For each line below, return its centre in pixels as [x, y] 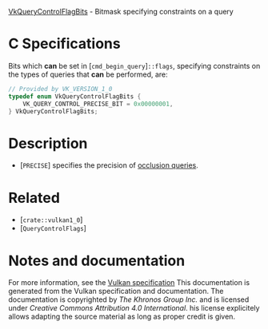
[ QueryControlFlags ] [53, 228]
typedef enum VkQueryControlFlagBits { [75, 96]
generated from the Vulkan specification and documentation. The [116, 291]
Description [48, 143]
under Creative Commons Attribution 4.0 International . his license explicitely [134, 308]
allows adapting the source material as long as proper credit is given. [122, 317]
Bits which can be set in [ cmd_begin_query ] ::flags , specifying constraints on [134, 65]
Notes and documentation [97, 261]
